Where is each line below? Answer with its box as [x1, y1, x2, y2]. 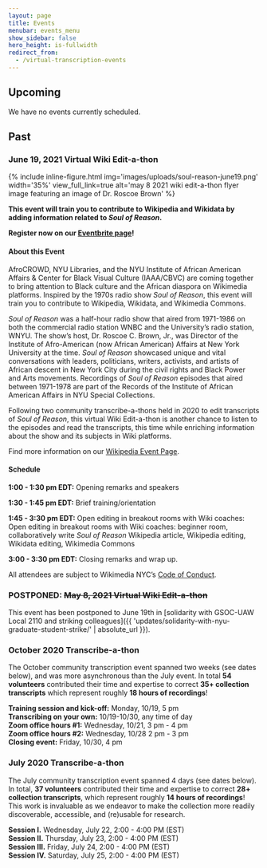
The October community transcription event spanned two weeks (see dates [8, 663, 257, 673]
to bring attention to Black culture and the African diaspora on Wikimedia [8, 281, 248, 291]
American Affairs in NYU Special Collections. [8, 390, 155, 400]
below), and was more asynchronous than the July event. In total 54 [8, 671, 232, 681]
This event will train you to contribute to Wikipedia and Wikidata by [8, 204, 235, 214]
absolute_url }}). [97, 625, 151, 634]
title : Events [8, 19, 56, 27]
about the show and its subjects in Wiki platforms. [8, 431, 172, 440]
